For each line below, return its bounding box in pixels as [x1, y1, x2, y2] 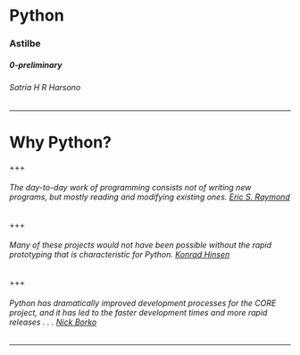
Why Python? [9, 131, 112, 152]
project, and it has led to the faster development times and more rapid [9, 307, 268, 317]
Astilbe [9, 38, 42, 50]
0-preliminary [9, 59, 62, 70]
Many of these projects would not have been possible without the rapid [9, 240, 272, 250]
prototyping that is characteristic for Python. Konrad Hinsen [9, 249, 230, 260]
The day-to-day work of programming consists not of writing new [9, 182, 252, 193]
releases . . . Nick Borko [9, 317, 97, 327]
